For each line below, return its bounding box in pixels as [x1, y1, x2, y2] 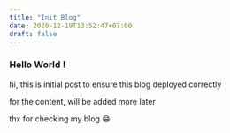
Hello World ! [9, 59, 66, 71]
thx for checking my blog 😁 [9, 113, 111, 124]
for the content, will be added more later [9, 96, 157, 106]
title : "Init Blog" [9, 12, 81, 22]
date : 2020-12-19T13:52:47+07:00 [9, 21, 133, 30]
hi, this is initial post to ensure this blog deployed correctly [9, 79, 222, 90]
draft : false [9, 29, 57, 38]
